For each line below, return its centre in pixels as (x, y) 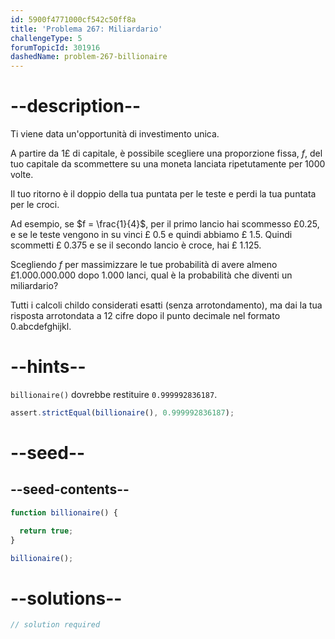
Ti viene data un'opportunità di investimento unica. (115, 134)
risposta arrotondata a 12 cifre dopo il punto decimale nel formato (145, 316)
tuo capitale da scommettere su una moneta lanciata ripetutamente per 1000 (168, 164)
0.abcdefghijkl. (41, 327)
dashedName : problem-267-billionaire (89, 57)
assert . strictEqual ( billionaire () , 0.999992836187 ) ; (122, 413)
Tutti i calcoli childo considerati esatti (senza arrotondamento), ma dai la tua (166, 305)
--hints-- (48, 367)
